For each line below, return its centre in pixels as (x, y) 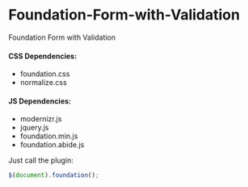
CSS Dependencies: (43, 56)
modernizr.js (41, 119)
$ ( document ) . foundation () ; (54, 176)
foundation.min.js (49, 136)
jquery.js (34, 128)
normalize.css (43, 83)
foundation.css (45, 74)
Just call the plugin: (41, 160)
